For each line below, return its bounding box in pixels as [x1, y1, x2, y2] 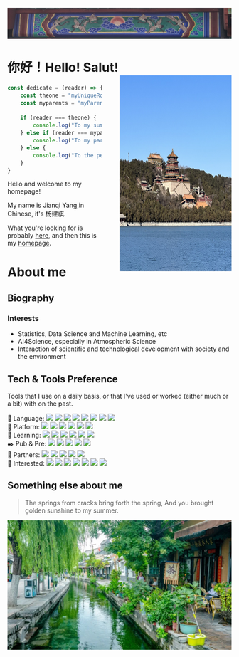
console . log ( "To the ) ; [33, 152, 180, 159]
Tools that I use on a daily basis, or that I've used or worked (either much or [7, 392, 229, 401]
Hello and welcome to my [7, 179, 82, 189]
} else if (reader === [20, 130, 87, 137]
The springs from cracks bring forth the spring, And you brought [24, 498, 214, 507]
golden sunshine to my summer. [24, 506, 119, 515]
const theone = [20, 92, 65, 99]
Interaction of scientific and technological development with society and [17, 345, 230, 353]
